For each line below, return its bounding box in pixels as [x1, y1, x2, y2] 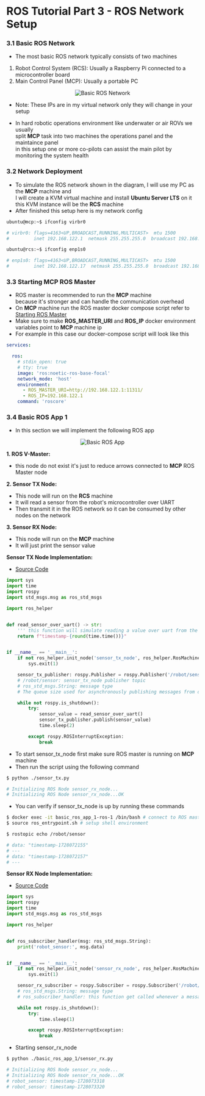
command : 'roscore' [17, 398, 67, 405]
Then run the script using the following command [15, 763, 139, 770]
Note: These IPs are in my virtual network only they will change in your [15, 101, 193, 109]
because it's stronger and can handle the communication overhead [15, 298, 184, 306]
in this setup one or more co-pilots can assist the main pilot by [15, 145, 172, 153]
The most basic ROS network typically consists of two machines [15, 53, 178, 60]
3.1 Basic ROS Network [6, 39, 75, 48]
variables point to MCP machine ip [15, 324, 103, 331]
